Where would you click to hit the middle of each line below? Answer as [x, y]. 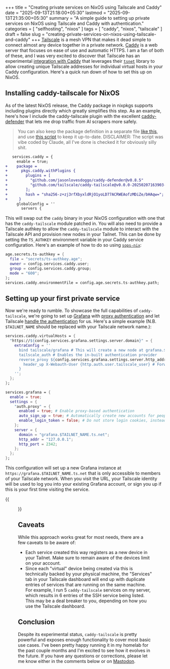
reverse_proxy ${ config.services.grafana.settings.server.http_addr [92, 360]
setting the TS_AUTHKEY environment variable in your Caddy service [74, 240]
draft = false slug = [25, 34]
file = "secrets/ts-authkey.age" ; [46, 259]
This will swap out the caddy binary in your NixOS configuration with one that [85, 218]
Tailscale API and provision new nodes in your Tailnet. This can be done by [83, 234]
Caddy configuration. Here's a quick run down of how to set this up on [79, 72]
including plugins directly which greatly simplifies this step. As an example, [83, 110]
